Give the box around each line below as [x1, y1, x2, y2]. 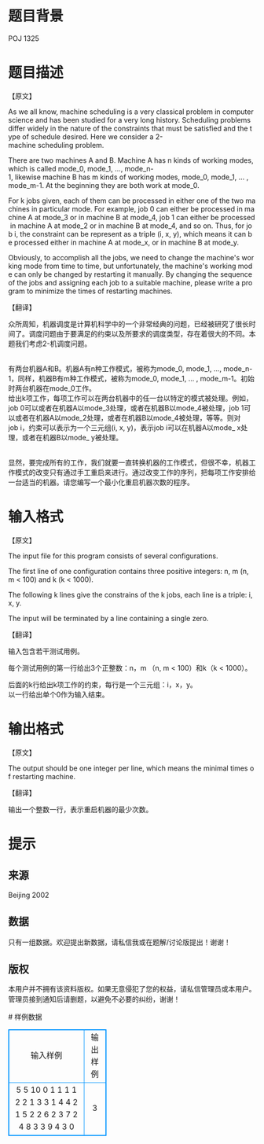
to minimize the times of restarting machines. [26, 286, 173, 296]
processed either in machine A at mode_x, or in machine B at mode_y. [14, 237, 240, 247]
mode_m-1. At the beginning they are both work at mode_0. [8, 180, 200, 189]
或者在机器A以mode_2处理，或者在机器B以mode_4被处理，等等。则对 [14, 413, 241, 422]
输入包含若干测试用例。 [8, 646, 84, 656]
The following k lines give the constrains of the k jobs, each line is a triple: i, [8, 590, 253, 599]
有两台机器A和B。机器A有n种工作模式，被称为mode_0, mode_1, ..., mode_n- [8, 363, 253, 373]
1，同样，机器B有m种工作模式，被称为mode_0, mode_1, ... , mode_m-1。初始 [8, 373, 255, 383]
